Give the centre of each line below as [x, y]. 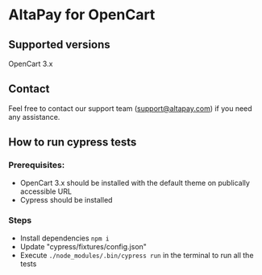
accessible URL [46, 191]
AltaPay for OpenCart [82, 15]
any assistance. [34, 117]
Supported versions [59, 45]
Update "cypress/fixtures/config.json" [83, 246]
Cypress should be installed [66, 199]
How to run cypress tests [73, 142]
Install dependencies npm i [64, 238]
